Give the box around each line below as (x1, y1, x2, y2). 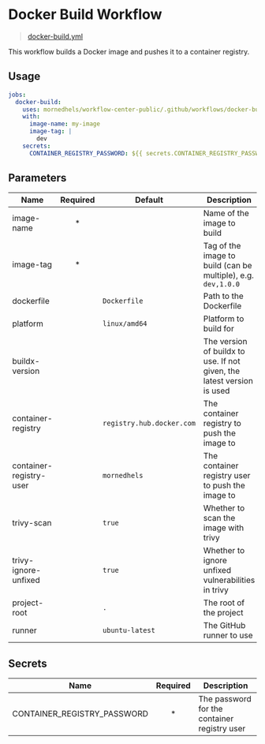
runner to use (203, 630, 254, 641)
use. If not (203, 356, 241, 367)
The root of (203, 597, 245, 608)
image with (203, 522, 244, 533)
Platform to (203, 313, 244, 324)
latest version (203, 376, 254, 387)
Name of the (203, 207, 250, 219)
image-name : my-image (28, 120, 101, 128)
